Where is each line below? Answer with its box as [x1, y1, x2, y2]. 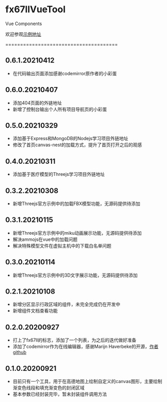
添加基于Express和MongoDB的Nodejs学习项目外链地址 [12, 136, 129, 142]
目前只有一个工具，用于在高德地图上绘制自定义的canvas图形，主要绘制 [12, 378, 162, 385]
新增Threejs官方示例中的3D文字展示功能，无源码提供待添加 [12, 272, 138, 278]
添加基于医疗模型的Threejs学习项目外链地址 [12, 171, 105, 177]
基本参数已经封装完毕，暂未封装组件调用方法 [12, 391, 107, 397]
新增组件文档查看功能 [12, 308, 58, 314]
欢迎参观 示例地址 [5, 31, 41, 37]
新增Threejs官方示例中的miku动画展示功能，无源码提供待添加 [12, 230, 142, 236]
